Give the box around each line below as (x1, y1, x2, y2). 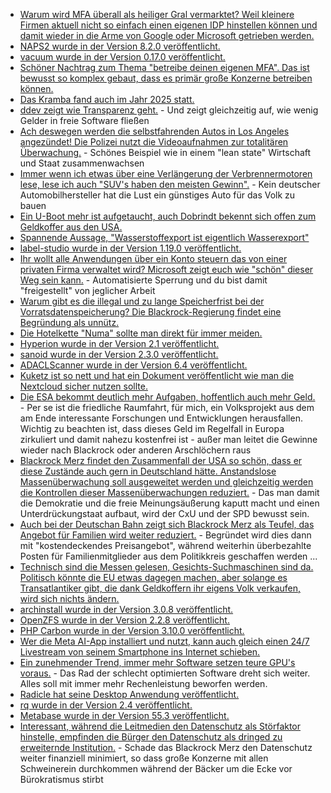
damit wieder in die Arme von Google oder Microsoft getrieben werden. (19, 30, 315, 41)
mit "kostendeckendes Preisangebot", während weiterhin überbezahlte (19, 540, 312, 551)
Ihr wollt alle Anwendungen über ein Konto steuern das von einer (19, 253, 288, 264)
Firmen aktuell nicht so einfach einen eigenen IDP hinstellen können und (19, 19, 318, 31)
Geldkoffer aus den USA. (19, 221, 123, 233)
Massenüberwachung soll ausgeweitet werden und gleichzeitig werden (19, 476, 314, 488)
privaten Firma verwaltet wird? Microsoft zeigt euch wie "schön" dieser (19, 264, 314, 275)
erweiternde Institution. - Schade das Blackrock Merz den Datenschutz (19, 742, 313, 753)
